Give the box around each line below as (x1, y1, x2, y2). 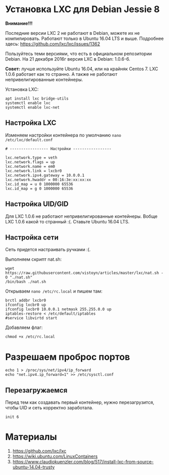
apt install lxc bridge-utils (5, 96, 69, 101)
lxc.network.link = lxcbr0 (5, 168, 62, 173)
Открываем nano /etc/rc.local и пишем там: (5, 288, 102, 294)
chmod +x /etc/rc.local (5, 335, 55, 340)
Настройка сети (5, 233, 59, 242)
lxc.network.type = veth (5, 155, 58, 160)
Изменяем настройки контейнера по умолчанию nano (5, 132, 122, 138)
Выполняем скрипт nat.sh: (5, 256, 62, 262)
